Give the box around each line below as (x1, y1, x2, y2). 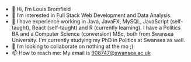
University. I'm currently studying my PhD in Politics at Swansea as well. (11, 37, 185, 43)
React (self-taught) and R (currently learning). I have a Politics (32, 24, 181, 31)
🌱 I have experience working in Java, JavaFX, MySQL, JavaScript (11, 18, 169, 25)
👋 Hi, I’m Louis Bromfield (11, 6, 71, 12)
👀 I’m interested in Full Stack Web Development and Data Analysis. (11, 12, 172, 19)
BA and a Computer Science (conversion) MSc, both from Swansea (11, 30, 174, 37)
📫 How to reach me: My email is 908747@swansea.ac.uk (11, 50, 151, 56)
